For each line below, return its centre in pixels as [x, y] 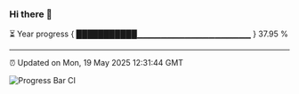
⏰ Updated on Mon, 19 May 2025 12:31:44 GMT [97, 63]
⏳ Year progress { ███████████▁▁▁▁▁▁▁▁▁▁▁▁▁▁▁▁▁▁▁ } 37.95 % [149, 34]
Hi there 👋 [31, 14]
